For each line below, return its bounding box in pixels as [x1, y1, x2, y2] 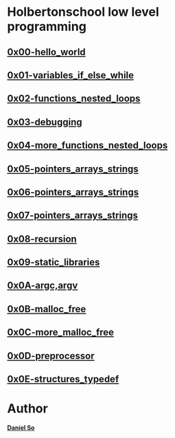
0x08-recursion [7, 233, 77, 245]
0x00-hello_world [7, 46, 86, 58]
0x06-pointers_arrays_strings [7, 186, 139, 198]
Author [7, 401, 48, 417]
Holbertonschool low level [7, 4, 159, 20]
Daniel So [7, 424, 35, 432]
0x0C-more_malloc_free [7, 327, 115, 338]
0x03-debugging [7, 116, 82, 128]
